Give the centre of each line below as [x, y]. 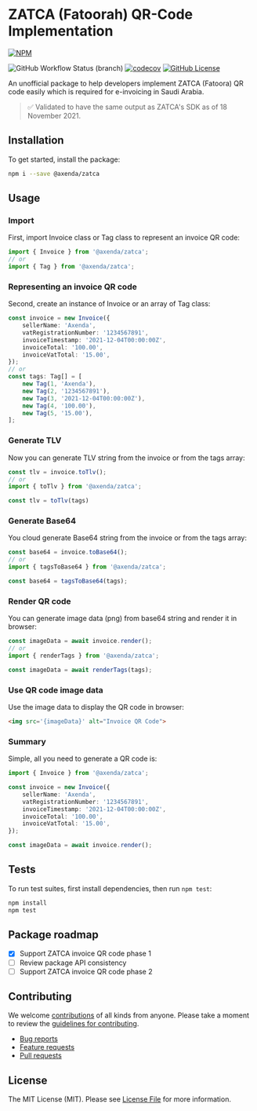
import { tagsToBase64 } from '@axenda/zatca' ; [87, 567]
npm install [27, 903]
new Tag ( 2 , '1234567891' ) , [66, 391]
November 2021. [54, 115]
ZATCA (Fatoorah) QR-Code [101, 15]
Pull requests [41, 1056]
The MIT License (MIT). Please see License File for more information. [119, 1099]
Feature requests [47, 1047]
